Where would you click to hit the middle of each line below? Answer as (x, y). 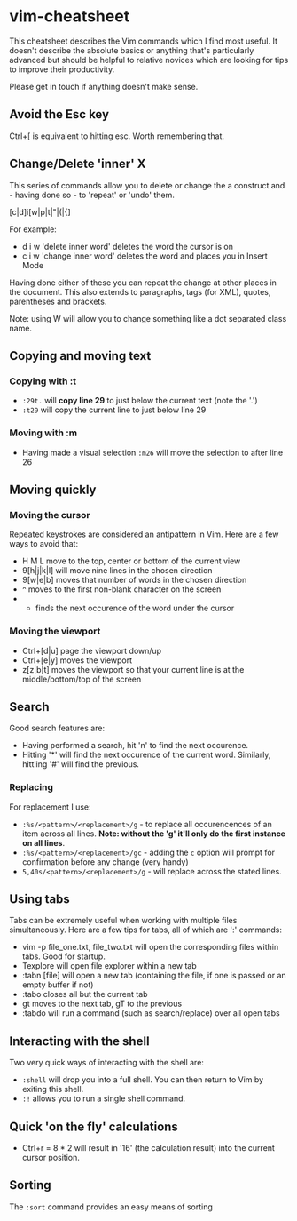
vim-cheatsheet (70, 16)
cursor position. (51, 1158)
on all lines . (43, 842)
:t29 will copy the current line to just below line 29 (114, 410)
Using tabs (40, 899)
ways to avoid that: (43, 544)
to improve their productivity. (62, 69)
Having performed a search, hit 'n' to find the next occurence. (135, 746)
